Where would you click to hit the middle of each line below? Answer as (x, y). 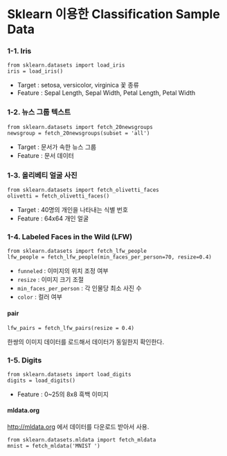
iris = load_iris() (35, 71)
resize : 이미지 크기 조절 (51, 280)
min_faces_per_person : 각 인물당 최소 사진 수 (79, 288)
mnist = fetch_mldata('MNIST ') (54, 446)
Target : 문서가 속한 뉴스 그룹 (57, 147)
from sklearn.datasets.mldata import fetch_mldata (82, 440)
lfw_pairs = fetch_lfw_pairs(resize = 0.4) (71, 328)
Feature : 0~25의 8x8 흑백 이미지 (63, 394)
